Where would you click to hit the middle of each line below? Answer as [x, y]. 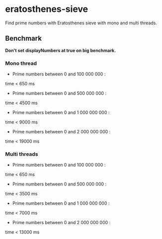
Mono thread [21, 63]
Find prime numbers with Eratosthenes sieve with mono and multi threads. [81, 23]
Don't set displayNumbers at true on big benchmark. [61, 50]
